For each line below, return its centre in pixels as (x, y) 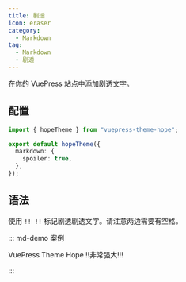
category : (25, 30)
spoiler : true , (47, 159)
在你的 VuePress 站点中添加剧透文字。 (71, 83)
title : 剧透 (27, 15)
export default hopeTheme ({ (55, 144)
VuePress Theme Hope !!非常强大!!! (66, 254)
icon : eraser (30, 23)
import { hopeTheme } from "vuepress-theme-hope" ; (93, 129)
